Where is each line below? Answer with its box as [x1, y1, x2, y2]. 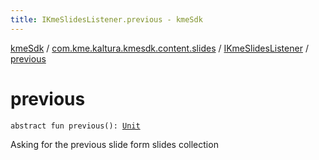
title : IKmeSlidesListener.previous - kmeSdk [10, 14, 203, 25]
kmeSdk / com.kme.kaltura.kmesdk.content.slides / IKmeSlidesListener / [10, 42, 309, 54]
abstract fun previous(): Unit [10, 121, 141, 131]
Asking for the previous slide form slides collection [10, 138, 219, 150]
